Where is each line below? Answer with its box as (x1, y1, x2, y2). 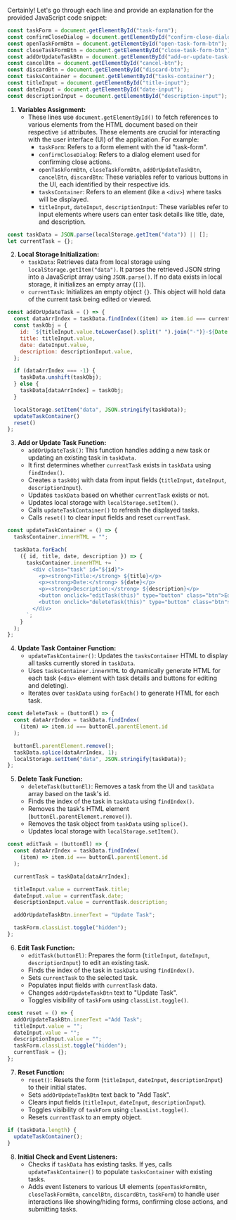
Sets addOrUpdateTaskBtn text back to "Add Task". (27, 1090, 171, 1099)
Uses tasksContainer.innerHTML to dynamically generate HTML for (27, 667, 221, 675)
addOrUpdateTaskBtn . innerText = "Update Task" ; (13, 912, 156, 919)
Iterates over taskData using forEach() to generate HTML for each (27, 689, 220, 698)
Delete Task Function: (17, 774, 83, 784)
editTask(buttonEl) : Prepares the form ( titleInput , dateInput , (27, 950, 210, 960)
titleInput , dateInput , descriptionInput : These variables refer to (38, 202, 228, 210)
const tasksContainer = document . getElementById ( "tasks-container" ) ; (7, 73, 216, 80)
